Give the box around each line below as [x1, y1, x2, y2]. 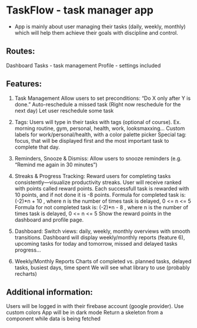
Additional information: [6, 287, 93, 297]
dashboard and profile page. [14, 216, 84, 223]
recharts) [14, 270, 37, 277]
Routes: [6, 46, 35, 56]
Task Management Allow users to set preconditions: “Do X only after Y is [14, 95, 191, 102]
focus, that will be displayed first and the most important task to [14, 137, 169, 144]
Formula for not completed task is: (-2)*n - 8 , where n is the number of [14, 203, 189, 210]
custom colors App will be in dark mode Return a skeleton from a [6, 309, 163, 316]
